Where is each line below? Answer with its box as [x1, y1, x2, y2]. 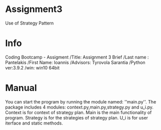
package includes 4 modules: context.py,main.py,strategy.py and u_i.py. [5, 104, 154, 110]
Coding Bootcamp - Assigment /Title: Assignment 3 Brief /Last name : [5, 54, 149, 60]
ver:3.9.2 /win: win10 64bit [5, 64, 60, 70]
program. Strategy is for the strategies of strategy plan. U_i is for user [5, 114, 148, 120]
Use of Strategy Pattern [5, 20, 54, 26]
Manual [5, 82, 37, 93]
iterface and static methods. [5, 120, 63, 126]
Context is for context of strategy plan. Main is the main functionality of [5, 109, 152, 115]
